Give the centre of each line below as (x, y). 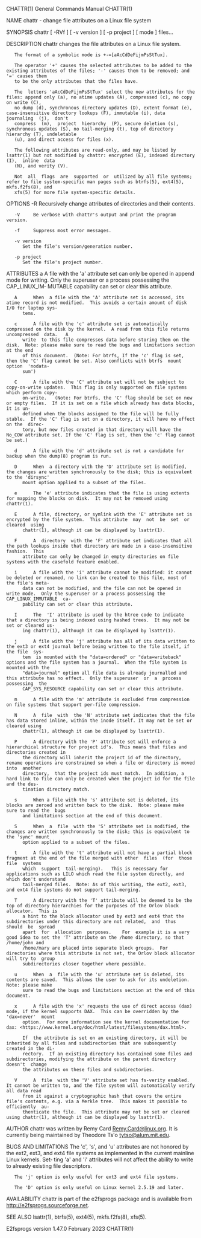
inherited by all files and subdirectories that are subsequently (91, 1043)
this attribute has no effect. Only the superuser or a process (94, 678)
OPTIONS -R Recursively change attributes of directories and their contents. (101, 204)
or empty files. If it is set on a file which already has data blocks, (101, 403)
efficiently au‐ (28, 1107)
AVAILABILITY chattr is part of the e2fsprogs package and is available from (99, 1199)
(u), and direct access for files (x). (64, 140)
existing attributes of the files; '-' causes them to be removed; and (98, 71)
